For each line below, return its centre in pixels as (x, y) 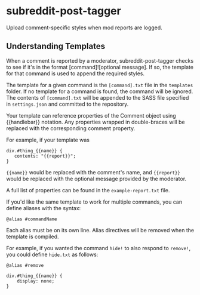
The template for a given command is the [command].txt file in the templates (100, 85)
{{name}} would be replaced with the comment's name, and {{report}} (93, 172)
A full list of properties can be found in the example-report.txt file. (88, 190)
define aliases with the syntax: (44, 208)
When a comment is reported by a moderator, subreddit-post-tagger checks (100, 60)
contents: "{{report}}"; (45, 156)
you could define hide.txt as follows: (52, 254)
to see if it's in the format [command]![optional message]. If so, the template (100, 67)
